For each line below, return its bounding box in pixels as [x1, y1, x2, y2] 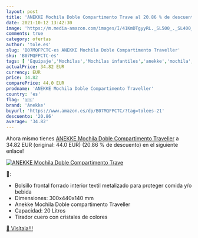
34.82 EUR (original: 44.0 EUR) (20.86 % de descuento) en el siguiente [6, 141, 179, 149]
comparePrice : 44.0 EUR [6, 81, 65, 86]
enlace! [6, 147, 24, 155]
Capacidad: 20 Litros [14, 207, 66, 214]
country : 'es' [6, 91, 41, 97]
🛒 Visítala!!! [6, 225, 34, 232]
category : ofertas [6, 36, 51, 42]
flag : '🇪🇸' [6, 97, 35, 102]
